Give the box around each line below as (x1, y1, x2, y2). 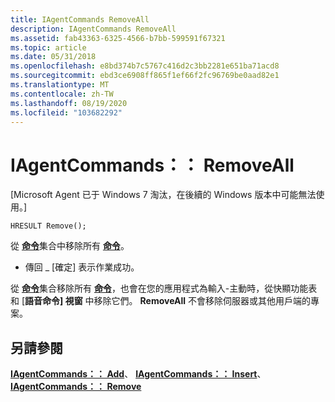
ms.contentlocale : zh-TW (10, 89, 114, 99)
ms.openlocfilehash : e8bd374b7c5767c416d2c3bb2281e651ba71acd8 (10, 61, 280, 71)
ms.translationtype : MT (10, 80, 110, 90)
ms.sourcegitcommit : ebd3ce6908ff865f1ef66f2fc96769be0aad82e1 (10, 71, 280, 81)
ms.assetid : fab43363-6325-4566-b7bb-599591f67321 (10, 33, 226, 43)
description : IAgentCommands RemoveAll (10, 24, 177, 34)
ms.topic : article (10, 42, 87, 53)
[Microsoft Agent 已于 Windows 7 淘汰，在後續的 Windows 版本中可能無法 (10, 189, 317, 201)
